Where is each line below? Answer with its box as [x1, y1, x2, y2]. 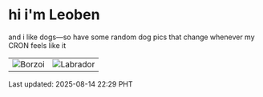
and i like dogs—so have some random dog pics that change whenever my [8, 32, 255, 42]
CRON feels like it [8, 40, 67, 50]
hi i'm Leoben [8, 6, 100, 24]
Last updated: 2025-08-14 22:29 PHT [8, 79, 134, 89]
